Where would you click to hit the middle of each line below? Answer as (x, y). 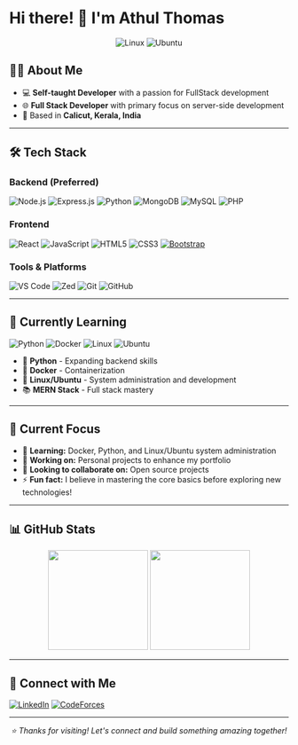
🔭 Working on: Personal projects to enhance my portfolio (126, 459)
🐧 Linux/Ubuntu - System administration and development (129, 380)
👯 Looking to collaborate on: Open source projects (116, 469)
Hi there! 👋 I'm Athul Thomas (117, 18)
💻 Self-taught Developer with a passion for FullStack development (145, 92)
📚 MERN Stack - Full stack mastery (88, 389)
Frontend (29, 224)
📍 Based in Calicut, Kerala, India (82, 115)
